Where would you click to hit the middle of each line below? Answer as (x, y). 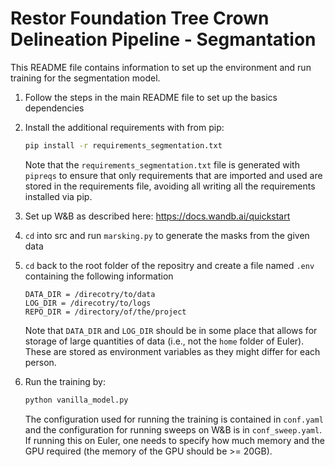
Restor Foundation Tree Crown (140, 18)
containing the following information (99, 276)
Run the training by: (65, 381)
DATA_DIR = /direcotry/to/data (90, 294)
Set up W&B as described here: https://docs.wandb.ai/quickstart (157, 216)
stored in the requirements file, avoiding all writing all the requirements (170, 186)
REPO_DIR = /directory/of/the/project (105, 312)
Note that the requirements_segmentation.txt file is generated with (162, 164)
